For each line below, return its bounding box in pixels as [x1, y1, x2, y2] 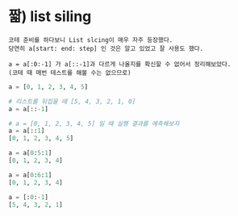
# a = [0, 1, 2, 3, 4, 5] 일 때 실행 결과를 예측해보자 [8, 119, 180, 127]
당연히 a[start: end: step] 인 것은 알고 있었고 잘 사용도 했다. [8, 44, 204, 52]
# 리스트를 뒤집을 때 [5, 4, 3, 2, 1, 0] [8, 98, 136, 106]
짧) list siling [8, 7, 92, 26]
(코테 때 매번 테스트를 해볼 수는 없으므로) [8, 69, 132, 77]
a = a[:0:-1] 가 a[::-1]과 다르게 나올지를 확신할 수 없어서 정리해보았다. [8, 60, 232, 69]
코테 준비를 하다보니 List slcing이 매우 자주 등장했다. [8, 35, 173, 44]
